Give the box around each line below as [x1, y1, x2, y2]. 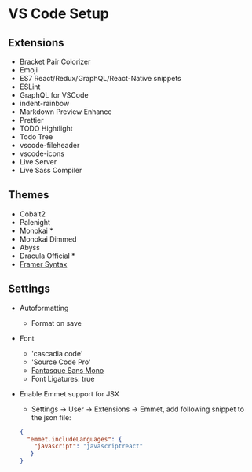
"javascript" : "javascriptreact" [34, 442, 144, 451]
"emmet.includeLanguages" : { [27, 435, 122, 443]
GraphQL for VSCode [19, 90, 89, 99]
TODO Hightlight [19, 124, 73, 133]
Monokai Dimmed [19, 234, 77, 244]
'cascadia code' [31, 348, 83, 358]
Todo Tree [19, 132, 53, 142]
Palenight [19, 217, 51, 227]
